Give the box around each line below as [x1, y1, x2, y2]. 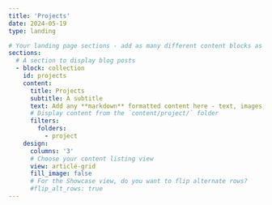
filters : [29, 117, 60, 126]
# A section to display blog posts [15, 57, 136, 65]
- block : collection [15, 64, 85, 73]
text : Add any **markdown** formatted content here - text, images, [29, 102, 266, 110]
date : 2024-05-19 [8, 19, 67, 28]
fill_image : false [29, 169, 92, 178]
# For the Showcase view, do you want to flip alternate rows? [29, 177, 249, 186]
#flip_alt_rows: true [29, 185, 104, 193]
